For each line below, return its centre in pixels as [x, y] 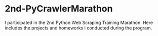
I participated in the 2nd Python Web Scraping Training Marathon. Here [79, 22]
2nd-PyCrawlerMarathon [59, 9]
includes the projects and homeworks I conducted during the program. [78, 27]
